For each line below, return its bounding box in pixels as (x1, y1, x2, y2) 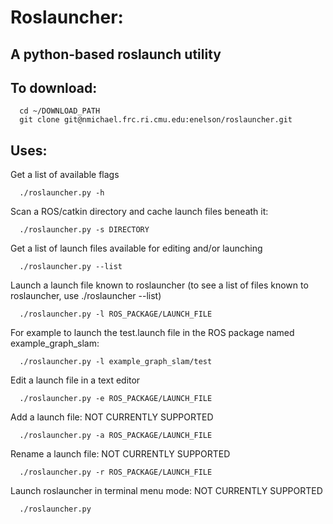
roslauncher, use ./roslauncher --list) (10, 290, 162, 302)
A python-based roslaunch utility (10, 46, 222, 63)
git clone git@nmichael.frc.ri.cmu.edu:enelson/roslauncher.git (19, 115, 293, 125)
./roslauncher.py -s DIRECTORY (19, 225, 150, 235)
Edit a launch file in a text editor (10, 374, 141, 386)
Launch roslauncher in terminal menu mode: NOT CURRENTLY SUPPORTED (10, 485, 323, 497)
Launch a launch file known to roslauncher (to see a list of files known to (10, 279, 309, 291)
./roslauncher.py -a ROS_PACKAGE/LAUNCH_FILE (19, 431, 213, 441)
